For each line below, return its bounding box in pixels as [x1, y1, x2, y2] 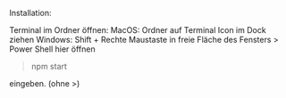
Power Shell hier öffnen [9, 44, 96, 54]
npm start [30, 61, 67, 71]
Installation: [9, 8, 52, 18]
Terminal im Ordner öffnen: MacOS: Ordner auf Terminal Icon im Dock [9, 25, 266, 35]
